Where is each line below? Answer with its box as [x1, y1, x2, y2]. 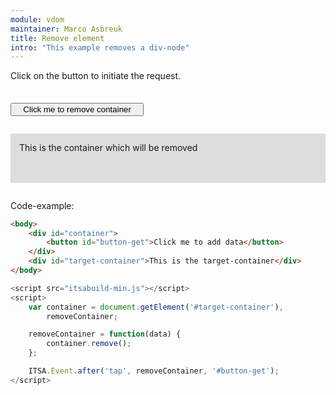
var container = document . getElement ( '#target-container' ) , [28, 302, 284, 312]
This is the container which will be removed [19, 142, 198, 154]
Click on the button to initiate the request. [10, 70, 182, 82]
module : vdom [10, 14, 65, 25]
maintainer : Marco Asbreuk [10, 24, 123, 34]
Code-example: [10, 199, 75, 211]
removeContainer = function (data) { [28, 329, 182, 340]
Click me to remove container [23, 104, 132, 115]
